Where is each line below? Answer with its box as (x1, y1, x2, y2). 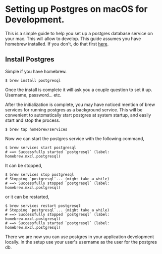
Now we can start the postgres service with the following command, (5, 135, 145, 142)
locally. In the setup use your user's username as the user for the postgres (5, 239, 157, 245)
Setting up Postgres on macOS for (5, 3, 148, 15)
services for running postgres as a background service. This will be (5, 106, 143, 112)
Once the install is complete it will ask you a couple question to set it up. (5, 87, 153, 93)
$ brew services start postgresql (5, 145, 77, 150)
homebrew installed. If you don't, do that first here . (5, 41, 109, 47)
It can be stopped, (5, 162, 43, 168)
